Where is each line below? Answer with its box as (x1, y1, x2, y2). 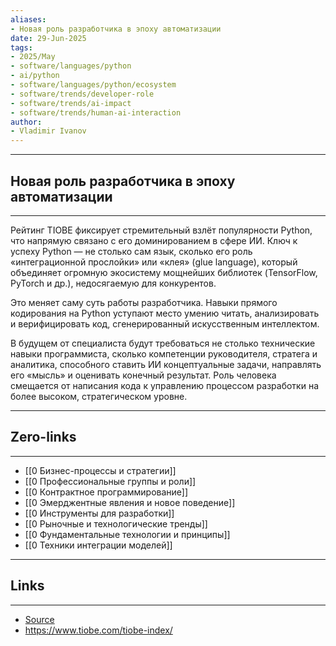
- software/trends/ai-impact (10, 98, 132, 108)
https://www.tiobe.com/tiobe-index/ (24, 624, 173, 636)
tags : (10, 42, 33, 53)
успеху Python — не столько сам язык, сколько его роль (10, 245, 253, 257)
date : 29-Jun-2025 (10, 33, 87, 43)
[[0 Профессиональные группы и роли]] (24, 475, 197, 487)
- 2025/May (10, 52, 56, 62)
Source (24, 613, 55, 625)
